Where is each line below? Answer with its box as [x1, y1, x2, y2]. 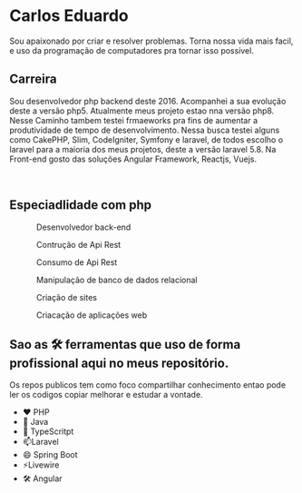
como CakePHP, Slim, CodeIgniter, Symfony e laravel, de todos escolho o [9, 133, 284, 145]
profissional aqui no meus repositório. [9, 355, 229, 370]
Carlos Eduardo [9, 5, 129, 26]
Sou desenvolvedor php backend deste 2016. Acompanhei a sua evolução [9, 95, 287, 106]
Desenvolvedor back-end [35, 222, 132, 232]
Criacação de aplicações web [35, 310, 148, 320]
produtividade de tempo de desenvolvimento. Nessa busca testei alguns [9, 124, 280, 135]
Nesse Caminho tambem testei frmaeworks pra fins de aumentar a [9, 114, 258, 125]
